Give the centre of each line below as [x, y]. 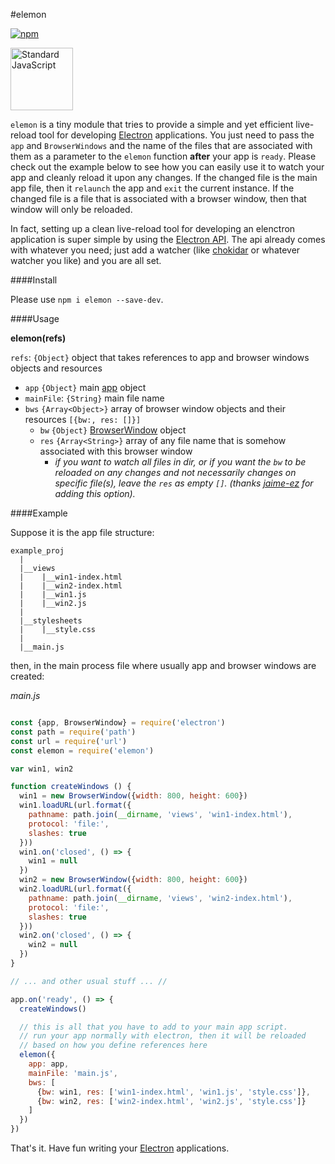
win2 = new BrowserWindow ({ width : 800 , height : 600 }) [133, 880]
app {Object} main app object [85, 387]
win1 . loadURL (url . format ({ [75, 805]
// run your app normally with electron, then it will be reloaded [163, 1036]
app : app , [49, 1064]
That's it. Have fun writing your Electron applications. [120, 1148]
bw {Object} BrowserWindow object [113, 430]
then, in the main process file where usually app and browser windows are [163, 665]
